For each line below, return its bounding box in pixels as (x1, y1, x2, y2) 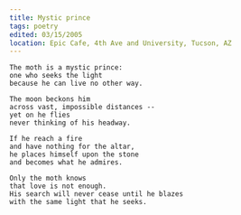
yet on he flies (9, 110, 70, 120)
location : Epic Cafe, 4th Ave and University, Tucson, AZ (9, 38, 232, 48)
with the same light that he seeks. (9, 198, 147, 207)
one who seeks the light (9, 71, 103, 80)
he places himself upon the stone (9, 150, 140, 159)
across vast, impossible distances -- (9, 103, 155, 112)
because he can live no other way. (9, 79, 144, 89)
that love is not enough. (9, 182, 107, 191)
